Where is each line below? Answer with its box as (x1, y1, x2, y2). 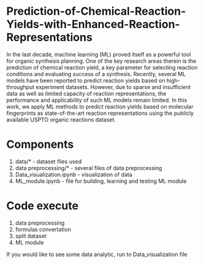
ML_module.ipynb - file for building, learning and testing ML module (15, 177, 187, 185)
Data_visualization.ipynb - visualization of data (15, 171, 133, 178)
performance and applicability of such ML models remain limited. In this (6, 96, 187, 104)
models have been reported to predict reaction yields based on (6, 77, 165, 84)
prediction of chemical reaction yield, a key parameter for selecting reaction (6, 63, 198, 71)
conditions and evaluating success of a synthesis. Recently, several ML (6, 70, 186, 77)
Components (6, 138, 74, 152)
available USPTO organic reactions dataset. (6, 115, 116, 123)
